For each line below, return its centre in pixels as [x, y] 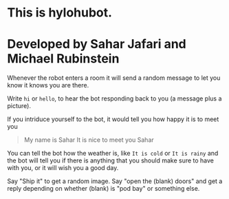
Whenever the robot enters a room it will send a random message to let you [114, 78]
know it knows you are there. [48, 85]
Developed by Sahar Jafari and [97, 44]
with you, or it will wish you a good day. [63, 168]
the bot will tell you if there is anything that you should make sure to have [111, 160]
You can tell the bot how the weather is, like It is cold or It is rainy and [113, 154]
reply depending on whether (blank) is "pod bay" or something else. [103, 189]
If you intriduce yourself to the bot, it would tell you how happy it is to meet [113, 119]
